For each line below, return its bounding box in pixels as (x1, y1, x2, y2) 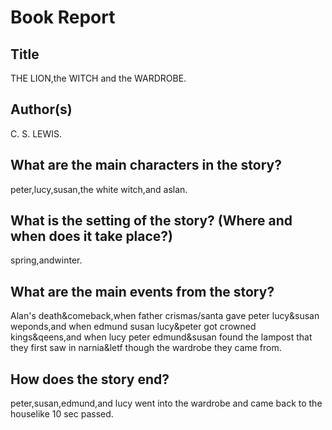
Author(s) (10, 101, 73, 118)
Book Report (10, 6, 116, 29)
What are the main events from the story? (10, 283, 275, 300)
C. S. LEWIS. (10, 127, 63, 140)
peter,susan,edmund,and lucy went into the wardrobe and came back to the (10, 397, 323, 410)
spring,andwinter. (10, 254, 83, 266)
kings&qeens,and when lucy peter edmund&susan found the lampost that (10, 331, 313, 343)
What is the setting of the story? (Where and (10, 212, 293, 230)
